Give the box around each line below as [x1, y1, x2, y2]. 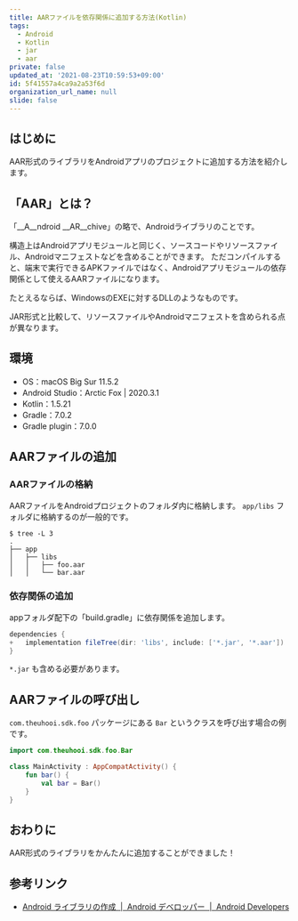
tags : [9, 21, 29, 30]
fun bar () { [25, 771, 69, 780]
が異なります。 [9, 322, 64, 333]
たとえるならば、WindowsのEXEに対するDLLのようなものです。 [9, 293, 243, 303]
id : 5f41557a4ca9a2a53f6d [9, 79, 105, 88]
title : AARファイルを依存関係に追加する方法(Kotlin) [9, 12, 188, 22]
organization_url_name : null [9, 87, 117, 96]
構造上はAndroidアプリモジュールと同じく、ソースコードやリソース [9, 240, 255, 250]
